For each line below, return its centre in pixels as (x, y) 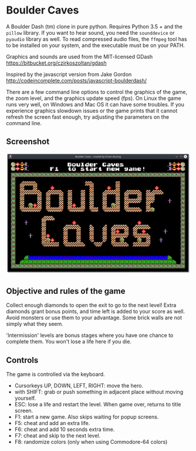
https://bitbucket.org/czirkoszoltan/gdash (56, 63)
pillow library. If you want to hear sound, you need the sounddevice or (90, 32)
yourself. (25, 398)
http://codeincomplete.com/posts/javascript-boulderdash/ (77, 81)
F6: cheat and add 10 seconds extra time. (65, 429)
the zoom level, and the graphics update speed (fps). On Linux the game (94, 98)
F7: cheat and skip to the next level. (58, 435)
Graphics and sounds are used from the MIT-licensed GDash (80, 56)
